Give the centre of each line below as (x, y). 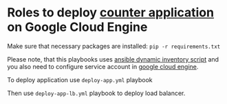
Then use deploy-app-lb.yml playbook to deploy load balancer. (96, 93)
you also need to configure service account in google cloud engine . (103, 66)
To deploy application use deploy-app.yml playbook (80, 79)
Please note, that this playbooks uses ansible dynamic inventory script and (113, 59)
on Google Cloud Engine (77, 27)
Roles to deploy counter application (111, 13)
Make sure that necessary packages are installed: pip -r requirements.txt (114, 46)
